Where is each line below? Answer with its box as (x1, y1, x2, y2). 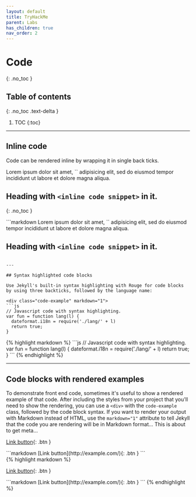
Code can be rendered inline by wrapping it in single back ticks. (6, 156, 159, 164)
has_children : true (6, 25, 54, 31)
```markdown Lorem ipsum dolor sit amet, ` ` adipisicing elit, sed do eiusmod (6, 218, 187, 226)
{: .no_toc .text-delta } (6, 107, 59, 114)
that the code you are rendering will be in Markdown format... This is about (6, 421, 185, 428)
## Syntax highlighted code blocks (6, 273, 93, 278)
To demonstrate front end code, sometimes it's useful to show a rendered (6, 390, 183, 397)
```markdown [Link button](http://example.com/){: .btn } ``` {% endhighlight (6, 479, 185, 486)
